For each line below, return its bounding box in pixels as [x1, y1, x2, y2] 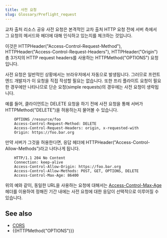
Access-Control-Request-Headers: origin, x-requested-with [14, 125, 139, 130]
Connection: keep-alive [14, 160, 64, 165]
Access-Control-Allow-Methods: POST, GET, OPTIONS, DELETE [14, 168, 139, 173]
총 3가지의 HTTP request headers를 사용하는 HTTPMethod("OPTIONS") [5, 54, 150, 60]
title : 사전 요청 [5, 7, 37, 12]
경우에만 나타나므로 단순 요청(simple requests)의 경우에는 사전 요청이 [10, 84, 146, 90]
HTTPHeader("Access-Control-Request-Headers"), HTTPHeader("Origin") [5, 48, 158, 55]
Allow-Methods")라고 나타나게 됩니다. [5, 145, 80, 151]
